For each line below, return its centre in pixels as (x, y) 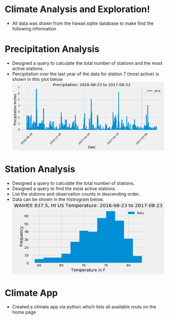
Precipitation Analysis (52, 49)
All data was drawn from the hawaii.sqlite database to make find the (83, 23)
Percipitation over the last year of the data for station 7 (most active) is (86, 74)
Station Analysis (40, 169)
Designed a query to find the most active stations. (64, 189)
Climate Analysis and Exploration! (77, 9)
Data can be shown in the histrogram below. (58, 199)
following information (34, 28)
